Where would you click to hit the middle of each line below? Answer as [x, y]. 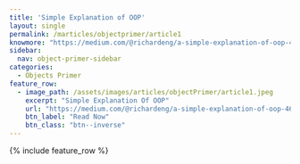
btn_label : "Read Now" [67, 117]
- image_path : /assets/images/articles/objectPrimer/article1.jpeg [146, 92]
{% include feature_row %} [59, 151]
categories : [31, 68]
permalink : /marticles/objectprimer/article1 [95, 34]
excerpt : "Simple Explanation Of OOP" [97, 100]
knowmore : [28, 42]
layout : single [37, 26]
